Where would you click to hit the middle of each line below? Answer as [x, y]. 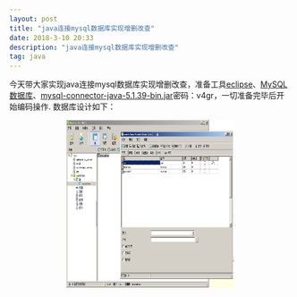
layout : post [34, 19]
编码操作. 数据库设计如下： [66, 106]
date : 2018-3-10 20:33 [51, 38]
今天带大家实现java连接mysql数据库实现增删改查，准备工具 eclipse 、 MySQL [148, 84]
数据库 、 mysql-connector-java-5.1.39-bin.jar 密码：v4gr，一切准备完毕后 [143, 96]
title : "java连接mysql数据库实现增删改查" [82, 28]
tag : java [28, 57]
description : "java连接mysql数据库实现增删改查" [94, 47]
